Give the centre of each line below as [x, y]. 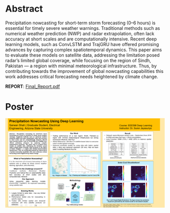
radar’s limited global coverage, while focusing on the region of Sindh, [78, 60]
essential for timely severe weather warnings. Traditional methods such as [83, 28]
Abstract [24, 9]
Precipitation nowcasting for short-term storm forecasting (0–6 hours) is [80, 23]
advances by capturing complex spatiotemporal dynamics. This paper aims [83, 50]
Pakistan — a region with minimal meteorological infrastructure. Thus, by [81, 66]
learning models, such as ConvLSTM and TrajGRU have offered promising [82, 44]
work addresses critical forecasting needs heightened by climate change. [82, 76]
